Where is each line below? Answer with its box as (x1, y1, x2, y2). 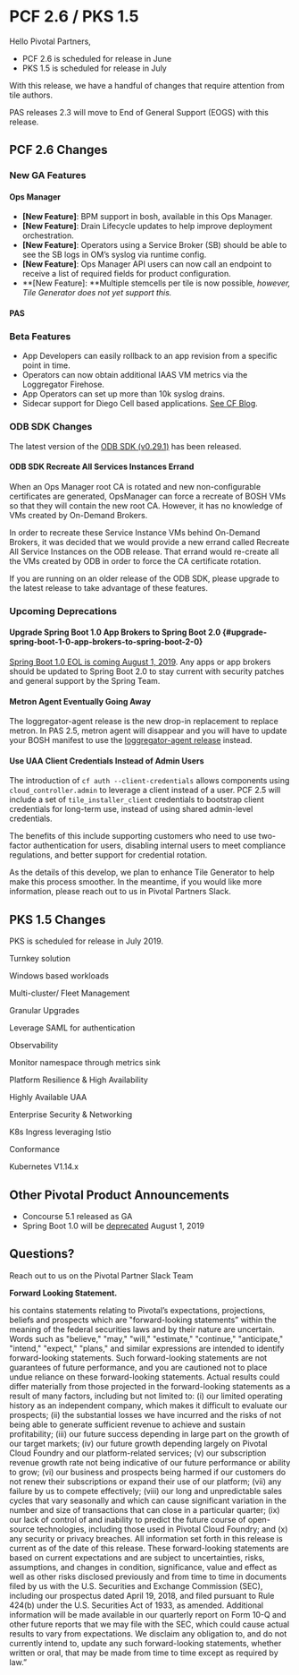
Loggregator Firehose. (21, 379, 105, 390)
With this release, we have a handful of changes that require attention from (9, 80, 285, 90)
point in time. (21, 360, 71, 371)
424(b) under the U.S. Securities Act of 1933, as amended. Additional (9, 1600, 264, 1611)
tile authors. (9, 90, 54, 100)
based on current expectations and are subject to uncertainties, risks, (9, 1551, 265, 1563)
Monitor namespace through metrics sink (9, 1057, 161, 1068)
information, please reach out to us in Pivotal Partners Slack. (9, 886, 232, 897)
